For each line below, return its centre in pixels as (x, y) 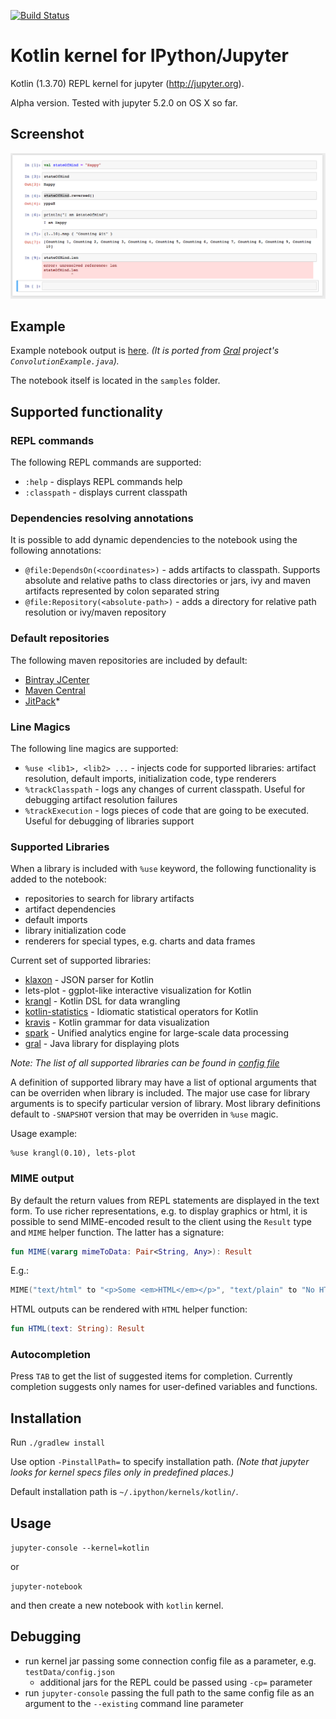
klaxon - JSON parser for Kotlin (89, 980)
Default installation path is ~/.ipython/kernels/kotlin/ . (124, 1492)
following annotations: (56, 551)
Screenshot (47, 134)
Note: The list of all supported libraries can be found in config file (145, 1063)
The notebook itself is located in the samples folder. (115, 381)
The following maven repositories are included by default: (129, 660)
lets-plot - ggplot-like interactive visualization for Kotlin (138, 991)
